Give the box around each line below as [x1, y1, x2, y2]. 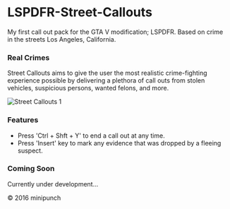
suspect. [17, 146, 44, 155]
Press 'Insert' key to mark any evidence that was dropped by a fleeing [17, 138, 222, 147]
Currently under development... [7, 179, 99, 188]
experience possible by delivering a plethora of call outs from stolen [7, 76, 205, 85]
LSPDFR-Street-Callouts [7, 4, 153, 20]
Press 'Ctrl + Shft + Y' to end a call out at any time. [17, 131, 165, 140]
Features [7, 115, 39, 125]
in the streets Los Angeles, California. [7, 35, 116, 43]
